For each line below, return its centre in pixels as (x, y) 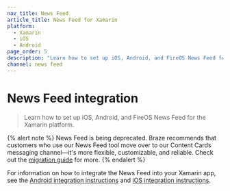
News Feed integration (73, 98)
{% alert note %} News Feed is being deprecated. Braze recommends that (112, 138)
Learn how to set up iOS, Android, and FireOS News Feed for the (115, 117)
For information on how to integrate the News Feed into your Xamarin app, (112, 173)
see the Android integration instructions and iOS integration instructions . (109, 180)
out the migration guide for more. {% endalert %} (76, 160)
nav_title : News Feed (38, 13)
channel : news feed (35, 64)
